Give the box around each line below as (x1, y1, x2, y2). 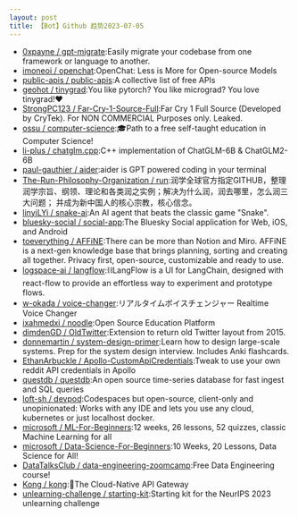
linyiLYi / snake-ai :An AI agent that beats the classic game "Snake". (21, 207, 269, 217)
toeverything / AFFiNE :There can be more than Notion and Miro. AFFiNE (21, 235, 287, 246)
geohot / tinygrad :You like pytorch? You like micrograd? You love (21, 84, 261, 95)
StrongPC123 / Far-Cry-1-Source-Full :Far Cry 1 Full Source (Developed (21, 103, 282, 114)
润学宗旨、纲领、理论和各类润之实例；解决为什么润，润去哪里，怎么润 (21, 185, 281, 197)
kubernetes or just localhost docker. (21, 412, 155, 423)
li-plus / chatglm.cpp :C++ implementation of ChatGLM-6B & (21, 145, 244, 156)
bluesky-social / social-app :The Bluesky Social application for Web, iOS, (21, 216, 288, 227)
